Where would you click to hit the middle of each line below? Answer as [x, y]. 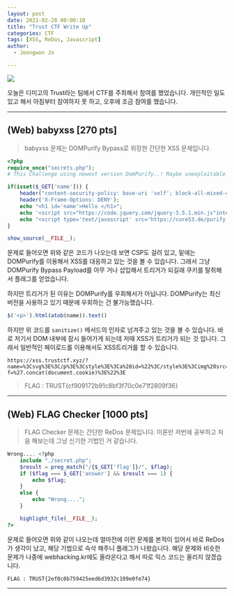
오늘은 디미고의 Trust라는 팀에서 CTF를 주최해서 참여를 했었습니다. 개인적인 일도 [116, 92]
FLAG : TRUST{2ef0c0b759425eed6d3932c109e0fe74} [79, 579]
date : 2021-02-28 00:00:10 [46, 20]
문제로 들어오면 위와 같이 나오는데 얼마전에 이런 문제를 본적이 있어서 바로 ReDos [116, 539]
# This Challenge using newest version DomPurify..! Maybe [95, 174]
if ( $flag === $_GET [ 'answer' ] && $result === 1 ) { [96, 473]
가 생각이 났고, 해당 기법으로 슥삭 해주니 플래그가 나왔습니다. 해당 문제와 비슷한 [114, 548]
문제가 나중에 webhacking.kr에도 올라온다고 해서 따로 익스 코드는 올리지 [106, 557]
